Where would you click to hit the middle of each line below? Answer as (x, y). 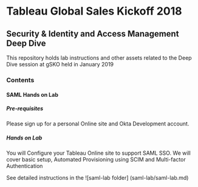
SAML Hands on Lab (32, 94)
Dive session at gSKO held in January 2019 (60, 64)
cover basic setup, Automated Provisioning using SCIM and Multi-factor (96, 160)
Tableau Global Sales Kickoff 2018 (94, 11)
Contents (20, 80)
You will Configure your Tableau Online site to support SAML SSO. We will (99, 153)
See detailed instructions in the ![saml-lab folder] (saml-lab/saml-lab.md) (97, 178)
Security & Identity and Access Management (93, 34)
